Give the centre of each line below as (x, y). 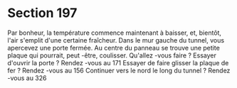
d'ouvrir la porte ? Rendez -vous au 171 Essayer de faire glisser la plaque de (118, 62)
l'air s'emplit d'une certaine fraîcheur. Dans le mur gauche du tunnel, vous (116, 40)
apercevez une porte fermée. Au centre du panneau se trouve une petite (114, 48)
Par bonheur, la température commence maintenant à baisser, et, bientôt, (115, 33)
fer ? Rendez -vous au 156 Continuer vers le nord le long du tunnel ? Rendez (119, 70)
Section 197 (42, 13)
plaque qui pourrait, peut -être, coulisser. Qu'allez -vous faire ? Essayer (112, 55)
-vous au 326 (27, 78)
